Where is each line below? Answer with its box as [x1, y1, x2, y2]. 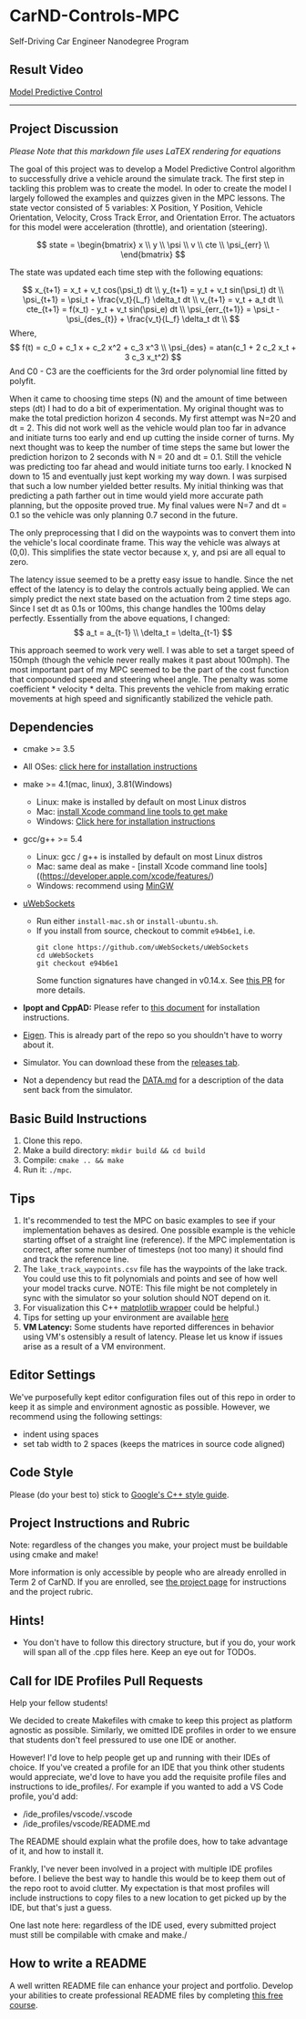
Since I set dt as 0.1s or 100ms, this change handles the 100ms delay [9, 603, 266, 614]
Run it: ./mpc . [22, 1164, 73, 1175]
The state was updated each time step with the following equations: [9, 266, 264, 277]
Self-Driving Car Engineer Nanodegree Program [9, 36, 189, 47]
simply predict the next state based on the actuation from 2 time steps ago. [9, 593, 291, 604]
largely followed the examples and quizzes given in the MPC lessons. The [9, 193, 286, 203]
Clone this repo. [22, 1135, 83, 1146]
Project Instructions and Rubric [9, 1515, 190, 1531]
